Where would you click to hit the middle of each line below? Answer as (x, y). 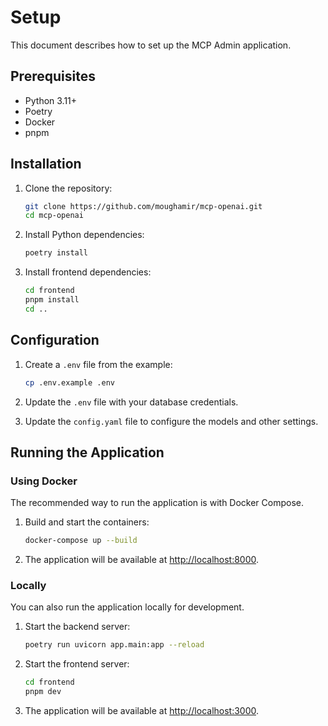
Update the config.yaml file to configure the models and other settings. (171, 421)
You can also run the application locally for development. (127, 607)
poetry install (56, 253)
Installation (46, 164)
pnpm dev (43, 692)
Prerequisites (53, 76)
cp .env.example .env (69, 382)
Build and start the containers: (87, 522)
